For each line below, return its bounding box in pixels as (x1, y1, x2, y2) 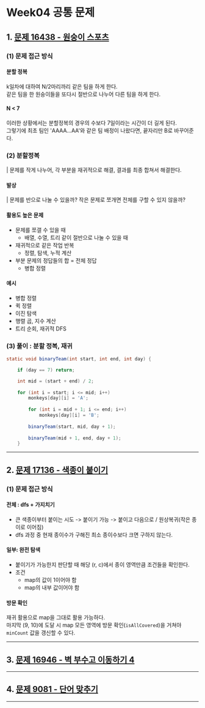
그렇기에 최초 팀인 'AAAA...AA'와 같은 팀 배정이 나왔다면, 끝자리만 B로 (6, 127, 173, 134)
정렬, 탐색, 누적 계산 (24, 249, 72, 256)
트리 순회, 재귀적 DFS (15, 325, 67, 332)
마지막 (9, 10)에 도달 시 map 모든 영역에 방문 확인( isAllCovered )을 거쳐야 (6, 622, 182, 629)
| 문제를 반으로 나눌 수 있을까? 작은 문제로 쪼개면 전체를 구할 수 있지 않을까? (6, 196, 186, 204)
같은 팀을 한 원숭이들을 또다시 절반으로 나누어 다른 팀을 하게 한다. (6, 90, 161, 98)
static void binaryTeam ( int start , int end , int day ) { (6, 356, 151, 362)
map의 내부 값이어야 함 (24, 584, 80, 591)
